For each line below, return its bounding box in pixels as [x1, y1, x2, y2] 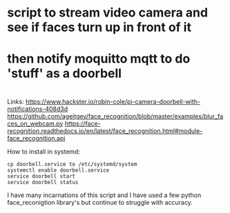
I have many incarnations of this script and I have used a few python [7, 191, 202, 199]
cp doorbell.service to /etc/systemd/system [7, 161, 137, 168]
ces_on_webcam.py [7, 119, 64, 128]
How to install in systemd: [7, 147, 81, 156]
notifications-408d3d [7, 105, 68, 113]
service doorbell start [7, 172, 76, 180]
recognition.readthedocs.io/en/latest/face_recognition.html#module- [7, 126, 203, 135]
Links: [7, 97, 24, 105]
